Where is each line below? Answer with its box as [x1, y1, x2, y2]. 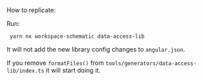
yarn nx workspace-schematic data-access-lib [9, 33, 145, 40]
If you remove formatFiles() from [6, 59, 104, 67]
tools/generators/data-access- [105, 60, 197, 67]
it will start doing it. [45, 66, 101, 74]
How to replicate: [6, 6, 56, 14]
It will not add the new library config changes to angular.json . [6, 45, 185, 53]
